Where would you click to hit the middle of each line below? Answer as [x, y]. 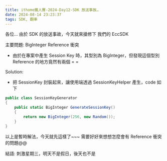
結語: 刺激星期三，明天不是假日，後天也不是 [50, 153]
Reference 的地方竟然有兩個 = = [45, 62]
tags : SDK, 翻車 [21, 19]
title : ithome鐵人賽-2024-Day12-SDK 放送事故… [52, 10]
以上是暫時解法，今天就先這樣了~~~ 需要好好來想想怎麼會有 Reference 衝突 [83, 136]
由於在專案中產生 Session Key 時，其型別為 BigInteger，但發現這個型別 [86, 55]
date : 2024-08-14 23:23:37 [33, 15]
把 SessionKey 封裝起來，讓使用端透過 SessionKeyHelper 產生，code [84, 82]
